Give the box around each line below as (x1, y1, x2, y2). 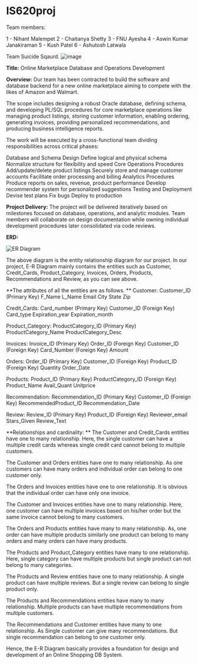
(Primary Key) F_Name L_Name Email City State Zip (6, 293, 131, 300)
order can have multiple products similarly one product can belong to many (6, 531, 189, 538)
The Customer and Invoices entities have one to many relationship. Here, (6, 501, 183, 508)
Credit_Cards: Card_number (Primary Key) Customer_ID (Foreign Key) (6, 305, 175, 312)
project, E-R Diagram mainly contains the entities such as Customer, (6, 263, 171, 270)
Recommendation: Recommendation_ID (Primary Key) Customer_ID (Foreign (6, 393, 192, 400)
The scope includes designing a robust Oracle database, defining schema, (6, 99, 187, 107)
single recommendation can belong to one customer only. (6, 633, 146, 640)
